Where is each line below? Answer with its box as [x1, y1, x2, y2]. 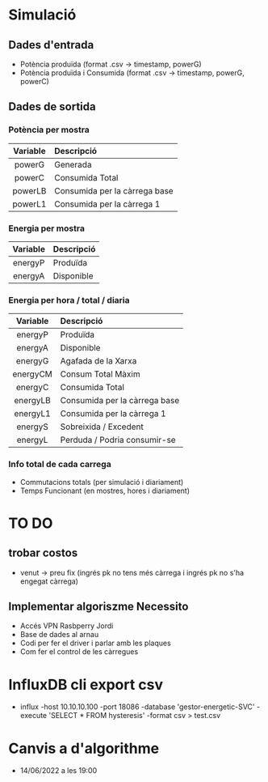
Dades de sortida [8, 100, 96, 114]
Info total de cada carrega [8, 459, 111, 470]
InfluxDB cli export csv [8, 675, 164, 694]
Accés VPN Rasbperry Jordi [19, 621, 114, 631]
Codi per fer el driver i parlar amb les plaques [19, 638, 171, 648]
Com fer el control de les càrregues [19, 647, 139, 657]
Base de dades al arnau [19, 630, 99, 640]
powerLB [12, 185, 47, 196]
